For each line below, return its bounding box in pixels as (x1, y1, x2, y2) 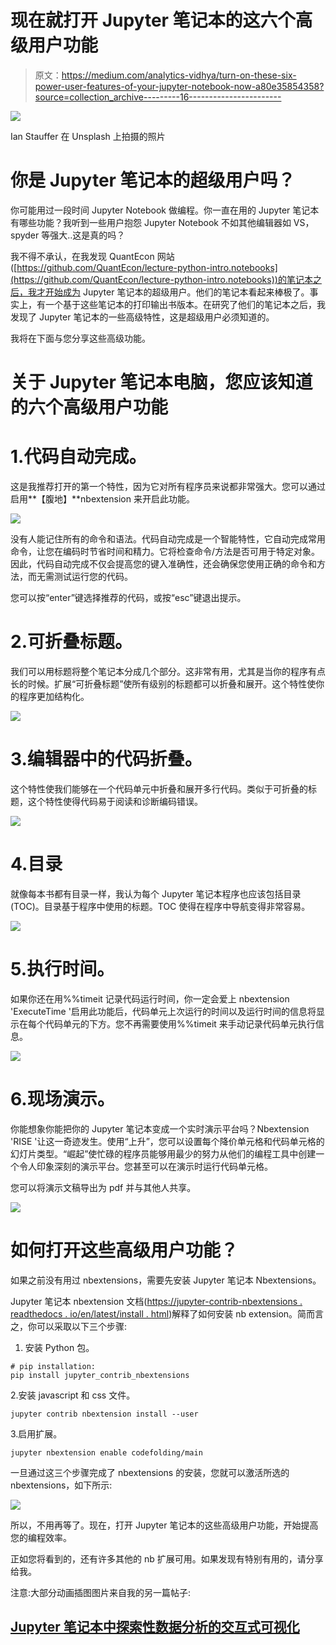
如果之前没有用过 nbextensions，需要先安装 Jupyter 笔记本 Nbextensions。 (10, 1274, 322, 1286)
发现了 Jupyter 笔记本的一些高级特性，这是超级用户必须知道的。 (10, 311, 275, 323)
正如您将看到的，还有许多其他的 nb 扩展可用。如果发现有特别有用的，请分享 (10, 1552, 324, 1565)
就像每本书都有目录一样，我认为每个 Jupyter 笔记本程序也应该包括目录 (10, 887, 302, 900)
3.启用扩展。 (10, 1427, 63, 1440)
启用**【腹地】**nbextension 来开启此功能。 (10, 493, 195, 505)
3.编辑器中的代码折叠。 (10, 748, 203, 771)
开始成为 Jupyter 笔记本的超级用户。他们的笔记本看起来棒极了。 (44, 286, 310, 298)
